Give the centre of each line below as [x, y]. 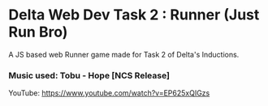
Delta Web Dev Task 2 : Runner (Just [134, 15]
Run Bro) [38, 32]
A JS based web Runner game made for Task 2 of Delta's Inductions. [124, 54]
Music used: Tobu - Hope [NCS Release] [89, 75]
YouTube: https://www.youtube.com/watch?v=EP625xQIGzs [109, 93]
